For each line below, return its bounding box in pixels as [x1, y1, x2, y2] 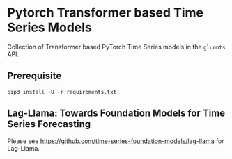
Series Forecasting [7, 118, 91, 130]
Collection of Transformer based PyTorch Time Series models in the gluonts [7, 42, 226, 51]
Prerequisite [7, 70, 62, 82]
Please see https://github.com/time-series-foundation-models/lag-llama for [7, 137, 224, 145]
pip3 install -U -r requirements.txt [7, 88, 117, 95]
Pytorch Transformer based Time [7, 5, 204, 21]
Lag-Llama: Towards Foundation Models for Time [7, 108, 226, 119]
